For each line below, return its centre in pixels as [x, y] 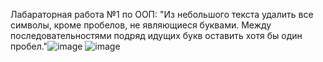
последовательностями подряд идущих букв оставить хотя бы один [156, 35]
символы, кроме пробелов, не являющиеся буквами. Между [141, 25]
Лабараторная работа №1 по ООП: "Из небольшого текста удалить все [162, 14]
